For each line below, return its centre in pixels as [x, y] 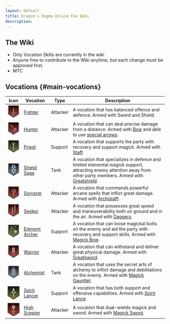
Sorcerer [33, 193]
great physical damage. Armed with [110, 252]
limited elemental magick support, [108, 165]
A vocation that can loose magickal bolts [115, 223]
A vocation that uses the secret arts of [112, 265]
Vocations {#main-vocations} [53, 87]
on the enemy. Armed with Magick [108, 275]
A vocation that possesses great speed [113, 206]
